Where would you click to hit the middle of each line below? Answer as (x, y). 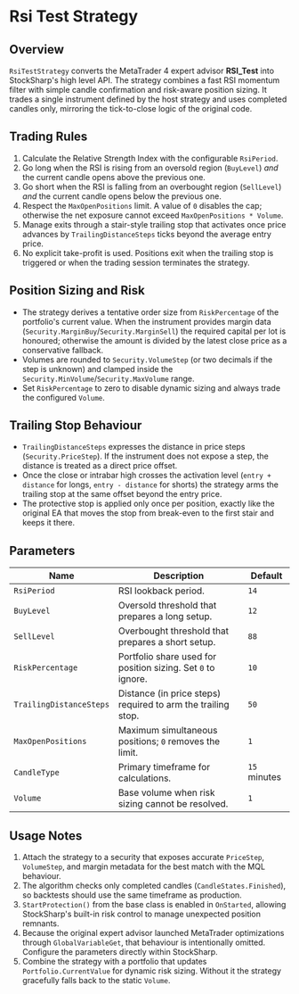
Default (267, 576)
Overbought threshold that (174, 631)
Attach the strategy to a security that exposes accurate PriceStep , (143, 857)
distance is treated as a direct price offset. (100, 466)
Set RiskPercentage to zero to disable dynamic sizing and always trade (151, 388)
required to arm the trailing (174, 705)
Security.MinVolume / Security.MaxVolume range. (108, 378)
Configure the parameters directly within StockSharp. (120, 952)
